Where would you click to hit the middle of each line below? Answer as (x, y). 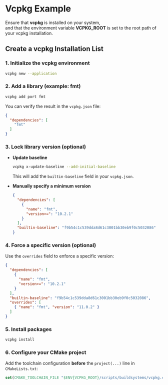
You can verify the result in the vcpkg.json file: (53, 106)
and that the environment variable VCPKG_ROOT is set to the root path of (81, 27)
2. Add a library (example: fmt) (43, 86)
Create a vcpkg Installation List (54, 49)
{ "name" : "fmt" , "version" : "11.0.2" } (57, 307)
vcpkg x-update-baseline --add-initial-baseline (64, 167)
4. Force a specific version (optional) (51, 245)
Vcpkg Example (38, 9)
